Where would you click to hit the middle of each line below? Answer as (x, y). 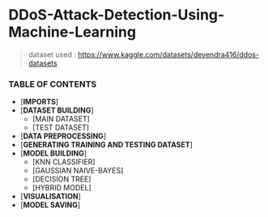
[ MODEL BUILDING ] (53, 153)
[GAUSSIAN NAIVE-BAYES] (78, 171)
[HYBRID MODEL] (62, 188)
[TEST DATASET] (61, 128)
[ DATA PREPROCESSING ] (63, 136)
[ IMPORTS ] (39, 102)
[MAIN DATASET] (61, 119)
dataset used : (52, 54)
